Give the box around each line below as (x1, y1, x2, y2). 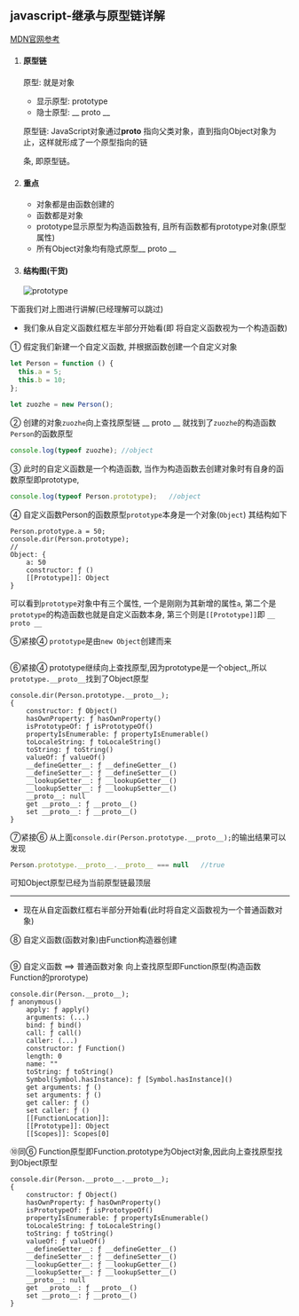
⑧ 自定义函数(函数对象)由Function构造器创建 (10, 935, 177, 945)
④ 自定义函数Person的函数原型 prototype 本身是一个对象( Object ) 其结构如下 (10, 509, 287, 520)
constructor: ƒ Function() (26, 1045, 126, 1054)
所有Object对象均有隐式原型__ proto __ (35, 243, 177, 255)
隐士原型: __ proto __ (35, 107, 110, 118)
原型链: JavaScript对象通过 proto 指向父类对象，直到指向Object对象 (22, 126, 269, 137)
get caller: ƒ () (26, 1099, 90, 1108)
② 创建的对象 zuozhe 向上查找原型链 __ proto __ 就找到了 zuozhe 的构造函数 (10, 417, 277, 427)
